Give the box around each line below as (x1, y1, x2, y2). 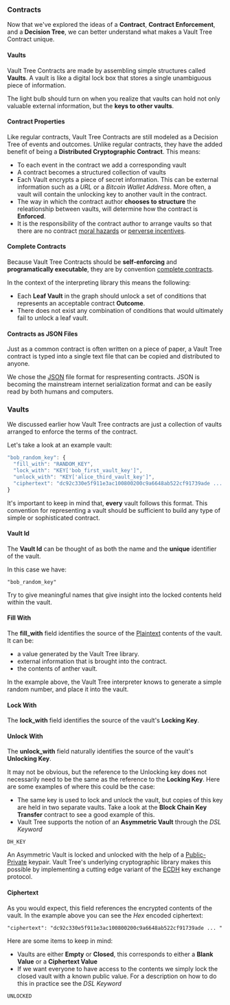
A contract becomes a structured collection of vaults (16, 167, 166, 176)
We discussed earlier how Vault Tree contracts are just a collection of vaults (7, 420, 222, 429)
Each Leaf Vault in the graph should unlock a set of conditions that (16, 292, 207, 300)
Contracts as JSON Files (7, 329, 78, 338)
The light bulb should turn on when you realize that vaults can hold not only (7, 94, 221, 103)
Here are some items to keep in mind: (7, 936, 113, 945)
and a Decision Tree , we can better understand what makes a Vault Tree (7, 28, 213, 36)
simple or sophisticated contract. (7, 514, 101, 522)
